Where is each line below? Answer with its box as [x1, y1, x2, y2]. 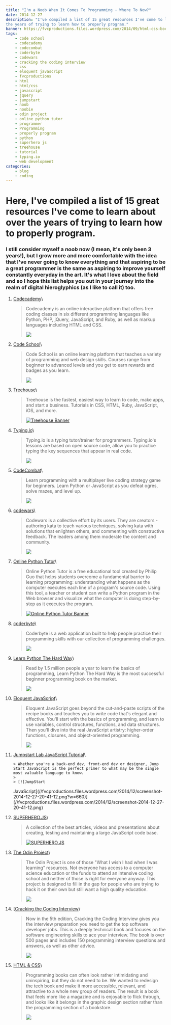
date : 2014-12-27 [6, 12, 43, 17]
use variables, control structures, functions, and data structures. [25, 721, 160, 727]
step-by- [142, 595, 160, 601]
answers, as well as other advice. [25, 942, 96, 949]
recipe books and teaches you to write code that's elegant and [25, 710, 157, 716]
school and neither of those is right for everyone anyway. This [25, 875, 156, 881]
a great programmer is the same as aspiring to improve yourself [6, 265, 166, 272]
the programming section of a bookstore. [25, 1004, 112, 1010]
